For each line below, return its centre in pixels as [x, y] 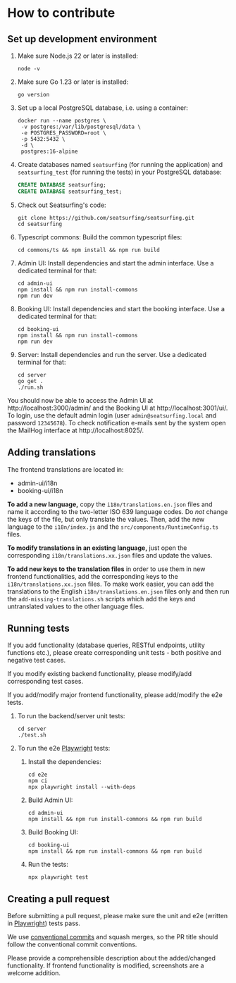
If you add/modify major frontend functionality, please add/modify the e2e [115, 695]
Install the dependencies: [64, 762]
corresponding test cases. [45, 682]
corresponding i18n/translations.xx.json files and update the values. [110, 555]
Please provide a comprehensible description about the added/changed [112, 958]
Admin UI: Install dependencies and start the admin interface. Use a [116, 263]
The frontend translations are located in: [66, 469]
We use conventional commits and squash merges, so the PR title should [113, 937]
